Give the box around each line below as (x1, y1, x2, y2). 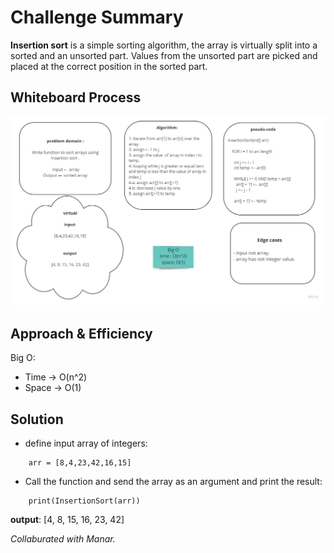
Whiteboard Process (10, 89, 142, 106)
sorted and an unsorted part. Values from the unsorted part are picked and (10, 49, 318, 61)
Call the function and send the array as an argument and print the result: (24, 476, 323, 488)
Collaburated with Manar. (10, 533, 116, 545)
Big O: (10, 352, 36, 364)
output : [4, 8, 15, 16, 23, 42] (10, 514, 125, 526)
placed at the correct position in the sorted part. (10, 60, 208, 72)
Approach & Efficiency (10, 325, 153, 342)
